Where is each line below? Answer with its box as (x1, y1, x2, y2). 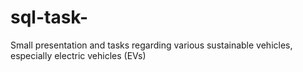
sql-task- (10, 6, 89, 29)
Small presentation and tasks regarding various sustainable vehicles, (10, 39, 293, 51)
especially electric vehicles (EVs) (10, 49, 147, 61)
